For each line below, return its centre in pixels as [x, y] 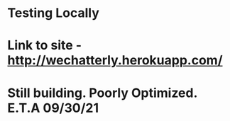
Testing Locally [53, 13]
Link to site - [45, 46]
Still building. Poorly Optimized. [102, 93]
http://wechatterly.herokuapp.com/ [115, 60]
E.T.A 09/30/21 [53, 108]
